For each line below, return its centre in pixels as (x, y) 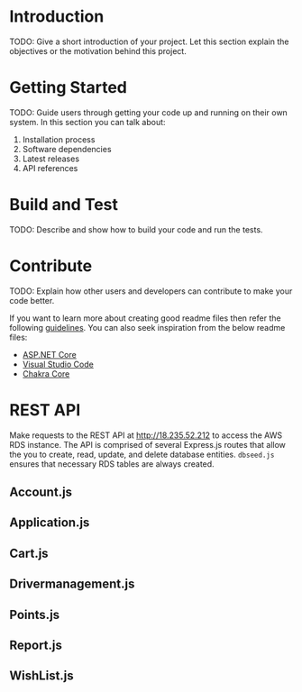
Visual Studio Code (58, 364)
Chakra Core (46, 373)
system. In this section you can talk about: (87, 122)
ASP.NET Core (49, 354)
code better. (32, 300)
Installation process (59, 139)
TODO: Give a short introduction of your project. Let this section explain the (149, 41)
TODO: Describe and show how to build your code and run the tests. (136, 229)
